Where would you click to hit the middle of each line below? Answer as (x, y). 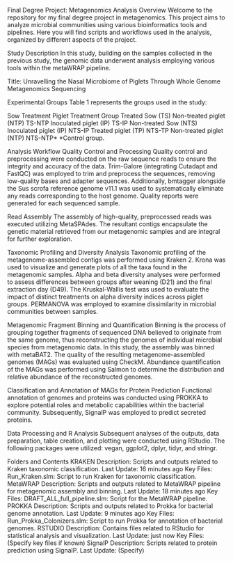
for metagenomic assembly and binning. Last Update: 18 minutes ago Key (113, 491)
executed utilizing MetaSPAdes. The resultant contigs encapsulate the (107, 224)
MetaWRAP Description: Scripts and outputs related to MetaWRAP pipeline (114, 484)
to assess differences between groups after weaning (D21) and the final (110, 282)
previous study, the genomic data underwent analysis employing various (111, 61)
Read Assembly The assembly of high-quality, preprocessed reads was (110, 216)
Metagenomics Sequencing (47, 89)
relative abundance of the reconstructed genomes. (80, 377)
